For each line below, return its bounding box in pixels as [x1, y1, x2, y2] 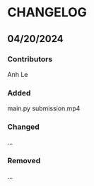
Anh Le [7, 70, 28, 78]
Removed [7, 156, 41, 166]
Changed [7, 122, 40, 132]
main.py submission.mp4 [7, 104, 81, 113]
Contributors [7, 54, 53, 64]
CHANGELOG [7, 4, 87, 21]
